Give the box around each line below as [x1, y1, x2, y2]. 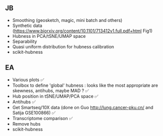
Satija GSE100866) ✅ [12, 110, 56, 116]
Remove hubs [12, 121, 41, 127]
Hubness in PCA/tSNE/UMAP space [12, 33, 86, 39]
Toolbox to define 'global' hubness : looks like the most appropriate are [12, 82, 158, 88]
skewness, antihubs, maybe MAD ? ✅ [12, 87, 89, 94]
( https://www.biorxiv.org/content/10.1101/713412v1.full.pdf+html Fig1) [12, 27, 153, 34]
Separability [12, 38, 37, 44]
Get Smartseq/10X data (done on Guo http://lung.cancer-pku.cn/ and [12, 104, 154, 110]
